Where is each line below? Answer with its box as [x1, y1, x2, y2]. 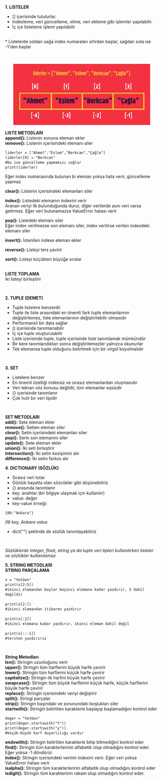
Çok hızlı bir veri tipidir [12, 395, 57, 401]
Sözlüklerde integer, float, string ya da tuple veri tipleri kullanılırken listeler [5, 548, 154, 553]
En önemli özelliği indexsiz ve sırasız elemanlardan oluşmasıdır [12, 380, 138, 385]
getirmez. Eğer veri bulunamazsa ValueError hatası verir [5, 208, 117, 214]
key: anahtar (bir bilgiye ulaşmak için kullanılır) [12, 490, 105, 496]
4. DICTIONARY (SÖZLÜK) [5, 465, 59, 471]
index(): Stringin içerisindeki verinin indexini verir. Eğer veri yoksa [5, 755, 137, 761]
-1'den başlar [5, 44, 32, 49]
